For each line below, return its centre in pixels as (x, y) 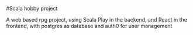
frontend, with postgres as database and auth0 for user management (89, 26)
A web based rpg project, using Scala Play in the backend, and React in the (96, 20)
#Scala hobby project (32, 8)
